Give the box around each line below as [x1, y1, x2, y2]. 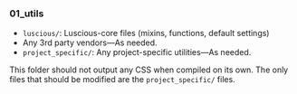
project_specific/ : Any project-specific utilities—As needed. [22, 47, 252, 58]
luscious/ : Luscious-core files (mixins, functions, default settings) [22, 28, 270, 39]
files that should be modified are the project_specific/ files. [9, 74, 235, 85]
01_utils [9, 7, 44, 20]
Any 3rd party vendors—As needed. [22, 37, 158, 48]
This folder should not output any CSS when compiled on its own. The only [9, 64, 289, 75]
